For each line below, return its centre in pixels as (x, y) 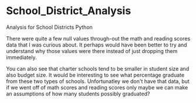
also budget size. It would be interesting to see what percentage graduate (95, 75)
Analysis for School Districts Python (49, 27)
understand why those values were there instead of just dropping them (92, 51)
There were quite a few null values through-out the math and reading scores (98, 38)
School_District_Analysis (69, 11)
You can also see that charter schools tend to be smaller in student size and (98, 68)
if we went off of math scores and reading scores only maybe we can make (97, 87)
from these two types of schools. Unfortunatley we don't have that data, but (98, 81)
